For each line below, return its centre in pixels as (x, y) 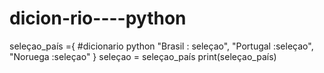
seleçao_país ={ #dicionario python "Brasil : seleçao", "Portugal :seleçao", (161, 46)
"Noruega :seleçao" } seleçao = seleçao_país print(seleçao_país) (143, 56)
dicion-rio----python (98, 18)
